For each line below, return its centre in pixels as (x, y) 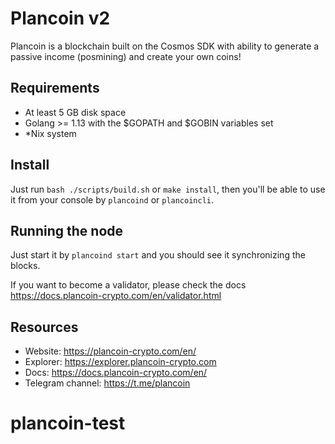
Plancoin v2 (60, 18)
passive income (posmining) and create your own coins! (126, 56)
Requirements (55, 88)
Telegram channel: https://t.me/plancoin (107, 383)
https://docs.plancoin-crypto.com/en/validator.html (116, 296)
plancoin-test (68, 423)
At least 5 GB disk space (75, 112)
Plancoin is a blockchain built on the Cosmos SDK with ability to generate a (165, 46)
